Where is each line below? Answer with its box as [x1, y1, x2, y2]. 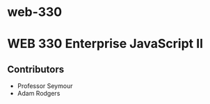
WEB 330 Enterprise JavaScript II [7, 36, 204, 52]
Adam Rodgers [17, 89, 60, 98]
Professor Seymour [17, 82, 73, 90]
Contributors [7, 63, 65, 75]
